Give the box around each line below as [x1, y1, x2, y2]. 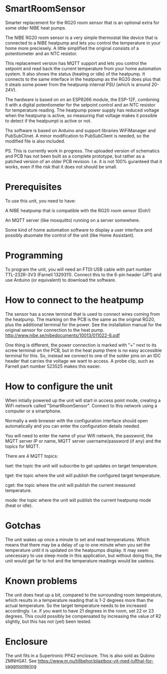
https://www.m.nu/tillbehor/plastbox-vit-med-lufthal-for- [37, 657, 154, 663]
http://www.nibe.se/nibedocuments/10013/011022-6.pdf [5, 332, 120, 338]
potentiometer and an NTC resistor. [5, 51, 78, 57]
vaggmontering [5, 663, 37, 669]
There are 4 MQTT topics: [5, 453, 58, 459]
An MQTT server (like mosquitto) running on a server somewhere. [5, 217, 141, 223]
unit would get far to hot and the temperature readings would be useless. [5, 557, 155, 563]
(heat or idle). [5, 502, 33, 508]
